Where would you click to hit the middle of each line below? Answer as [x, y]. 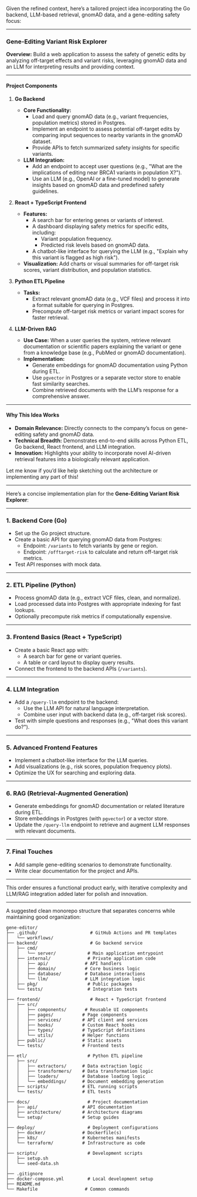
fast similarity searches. [61, 384]
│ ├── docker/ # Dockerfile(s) [64, 1133]
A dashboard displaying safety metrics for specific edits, [100, 226]
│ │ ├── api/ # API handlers [64, 963]
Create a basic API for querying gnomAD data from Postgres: [88, 539]
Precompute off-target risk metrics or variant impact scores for [108, 311]
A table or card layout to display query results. [79, 662]
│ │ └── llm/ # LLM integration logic [76, 979]
